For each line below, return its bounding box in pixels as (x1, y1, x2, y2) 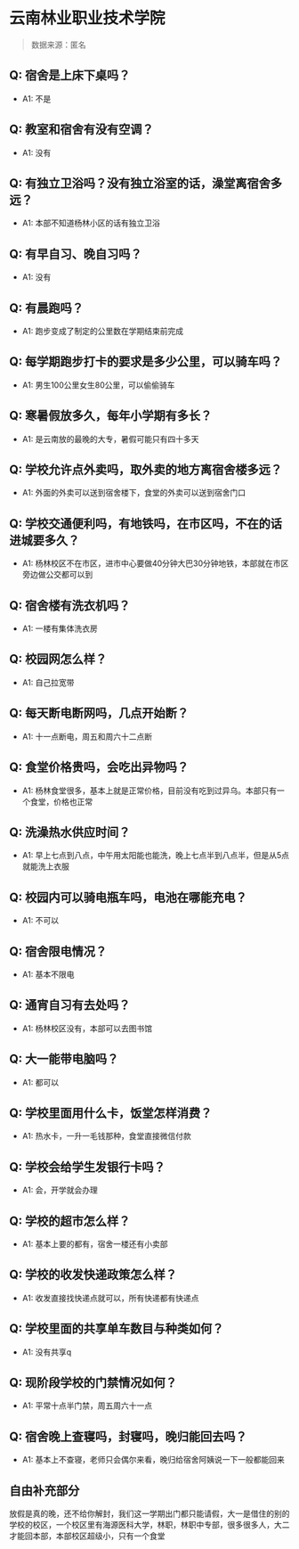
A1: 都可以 (21, 1077, 60, 1087)
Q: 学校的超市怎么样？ (9, 1213, 131, 1228)
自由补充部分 (9, 1483, 80, 1498)
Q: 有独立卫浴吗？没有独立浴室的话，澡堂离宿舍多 (9, 176, 283, 191)
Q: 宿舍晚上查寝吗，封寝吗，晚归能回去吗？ (9, 1429, 247, 1444)
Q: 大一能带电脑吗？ (9, 1052, 119, 1067)
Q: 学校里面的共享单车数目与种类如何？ (9, 1321, 224, 1337)
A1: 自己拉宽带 (21, 676, 75, 687)
